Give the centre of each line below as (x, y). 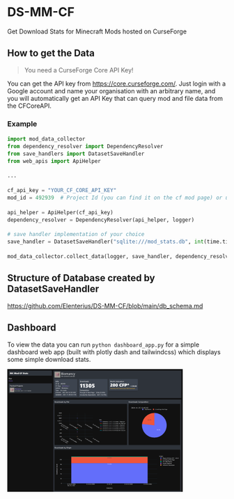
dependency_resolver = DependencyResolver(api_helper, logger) (101, 220)
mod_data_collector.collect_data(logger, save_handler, (90, 257)
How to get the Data (51, 53)
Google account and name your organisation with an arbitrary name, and (111, 90)
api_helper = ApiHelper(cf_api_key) (60, 212)
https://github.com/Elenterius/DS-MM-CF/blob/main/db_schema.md (105, 306)
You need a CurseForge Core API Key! (79, 70)
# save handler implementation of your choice (76, 235)
